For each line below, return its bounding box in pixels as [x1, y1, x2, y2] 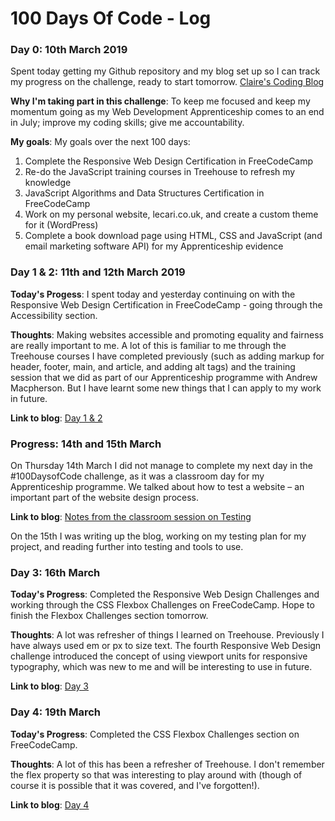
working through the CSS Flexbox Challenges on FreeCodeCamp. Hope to [10, 599, 315, 611]
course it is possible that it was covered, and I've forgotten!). [10, 779, 260, 791]
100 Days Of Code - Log [10, 7, 212, 30]
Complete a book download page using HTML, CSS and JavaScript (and [24, 230, 323, 242]
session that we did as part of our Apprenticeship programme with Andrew [10, 371, 318, 383]
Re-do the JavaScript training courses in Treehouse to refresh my [24, 166, 296, 178]
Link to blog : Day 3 [10, 680, 90, 692]
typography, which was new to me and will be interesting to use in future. [10, 661, 313, 673]
